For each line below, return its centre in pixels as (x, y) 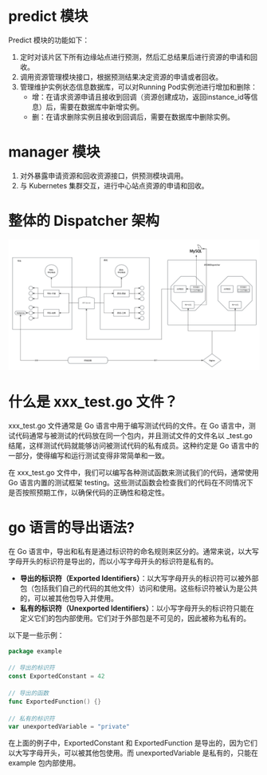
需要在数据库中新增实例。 (102, 107)
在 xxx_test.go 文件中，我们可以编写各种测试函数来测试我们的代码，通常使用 (133, 473)
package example (35, 651)
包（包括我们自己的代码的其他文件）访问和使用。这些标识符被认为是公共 (138, 588)
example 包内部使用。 (44, 763)
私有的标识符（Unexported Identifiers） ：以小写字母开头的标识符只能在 (137, 608)
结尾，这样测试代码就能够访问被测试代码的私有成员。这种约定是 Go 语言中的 (133, 445)
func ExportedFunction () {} (55, 702)
